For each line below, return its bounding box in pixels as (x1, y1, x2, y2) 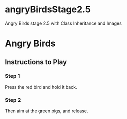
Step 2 (5, 96, 21, 103)
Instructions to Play (5, 58, 67, 66)
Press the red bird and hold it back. (5, 84, 77, 90)
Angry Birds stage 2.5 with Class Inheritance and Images (5, 20, 122, 26)
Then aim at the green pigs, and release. (5, 108, 88, 114)
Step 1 (5, 73, 20, 80)
